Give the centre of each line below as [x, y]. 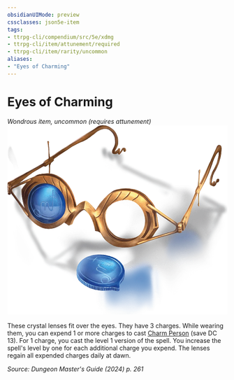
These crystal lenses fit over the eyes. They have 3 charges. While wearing [115, 326]
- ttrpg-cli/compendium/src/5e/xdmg [60, 37]
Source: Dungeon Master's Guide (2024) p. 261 [75, 369]
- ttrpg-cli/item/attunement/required [64, 44]
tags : [15, 29]
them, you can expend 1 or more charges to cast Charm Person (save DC [112, 333]
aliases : [20, 59]
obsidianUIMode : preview [43, 15]
